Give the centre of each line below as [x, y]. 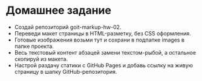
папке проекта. [34, 46]
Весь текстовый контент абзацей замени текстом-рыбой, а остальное [105, 52]
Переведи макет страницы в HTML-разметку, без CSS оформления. [103, 33]
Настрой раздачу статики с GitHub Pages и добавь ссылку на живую [104, 65]
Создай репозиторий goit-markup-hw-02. [68, 27]
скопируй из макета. [41, 59]
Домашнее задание [58, 10]
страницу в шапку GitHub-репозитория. [66, 71]
